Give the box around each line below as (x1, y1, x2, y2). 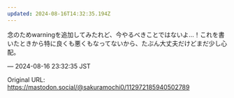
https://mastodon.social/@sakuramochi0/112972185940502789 (7, 83, 190, 91)
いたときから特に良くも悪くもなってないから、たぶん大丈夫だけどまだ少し (7, 39, 221, 48)
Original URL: (7, 75, 45, 84)
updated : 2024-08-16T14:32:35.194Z (7, 10, 111, 17)
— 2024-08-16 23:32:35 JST (7, 62, 91, 70)
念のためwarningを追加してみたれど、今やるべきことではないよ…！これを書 (7, 30, 225, 38)
